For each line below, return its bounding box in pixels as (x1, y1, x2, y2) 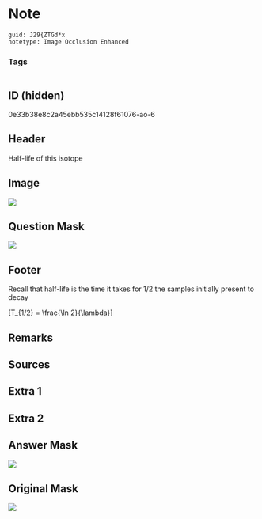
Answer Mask (8, 438, 78, 452)
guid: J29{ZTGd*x (8, 31, 66, 39)
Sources (8, 358, 51, 372)
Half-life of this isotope (8, 153, 83, 163)
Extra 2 (8, 411, 44, 425)
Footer (8, 263, 42, 277)
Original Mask (8, 482, 79, 495)
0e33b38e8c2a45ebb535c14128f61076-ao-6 (8, 110, 156, 119)
